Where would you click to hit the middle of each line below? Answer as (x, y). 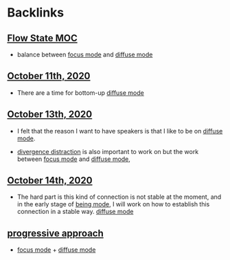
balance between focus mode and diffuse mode (85, 54)
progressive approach (56, 233)
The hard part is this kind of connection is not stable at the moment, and (119, 197)
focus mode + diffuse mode (56, 250)
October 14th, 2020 (50, 181)
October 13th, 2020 (50, 115)
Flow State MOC (42, 38)
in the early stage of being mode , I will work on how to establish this (113, 204)
